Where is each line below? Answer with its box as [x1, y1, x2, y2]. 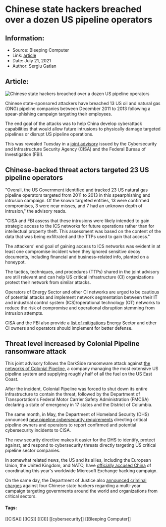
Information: [5, 34, 45, 42]
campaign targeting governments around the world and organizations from [5, 488, 158, 494]
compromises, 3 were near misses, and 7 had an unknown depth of [5, 203, 143, 209]
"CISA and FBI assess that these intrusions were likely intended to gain [5, 218, 150, 224]
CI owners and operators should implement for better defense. [5, 325, 133, 331]
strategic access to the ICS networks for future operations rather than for [5, 223, 155, 229]
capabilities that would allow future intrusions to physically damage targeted [5, 126, 161, 132]
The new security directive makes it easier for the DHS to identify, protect [5, 437, 155, 443]
